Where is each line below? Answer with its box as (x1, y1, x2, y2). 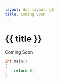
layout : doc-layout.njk (5, 7, 55, 12)
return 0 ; (14, 68, 35, 73)
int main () (5, 59, 28, 64)
